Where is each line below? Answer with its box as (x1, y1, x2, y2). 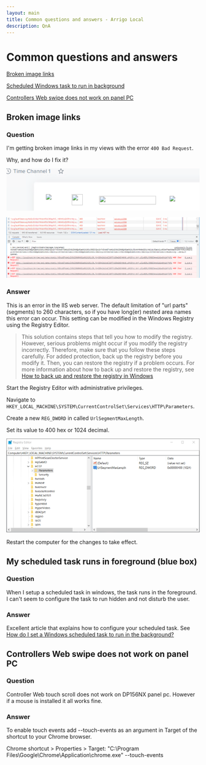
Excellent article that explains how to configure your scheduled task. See (6, 624, 190, 632)
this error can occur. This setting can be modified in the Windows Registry (6, 314, 194, 322)
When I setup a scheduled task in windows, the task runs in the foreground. (6, 588, 197, 596)
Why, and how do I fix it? (6, 157, 69, 163)
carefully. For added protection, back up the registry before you (21, 352, 183, 360)
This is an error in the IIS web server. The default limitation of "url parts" (6, 301, 188, 309)
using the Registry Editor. (6, 321, 70, 328)
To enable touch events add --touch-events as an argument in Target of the (6, 726, 197, 734)
